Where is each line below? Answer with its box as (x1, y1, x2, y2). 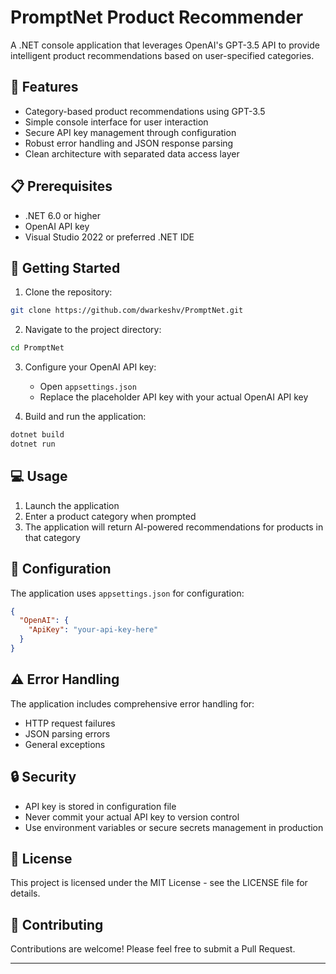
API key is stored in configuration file (24, 800, 177, 812)
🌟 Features (10, 79, 79, 96)
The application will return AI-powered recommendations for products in (24, 521, 324, 533)
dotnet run (10, 439, 56, 449)
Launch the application (24, 499, 120, 511)
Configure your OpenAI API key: (24, 361, 157, 373)
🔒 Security (10, 769, 77, 786)
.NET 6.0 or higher (24, 209, 101, 221)
